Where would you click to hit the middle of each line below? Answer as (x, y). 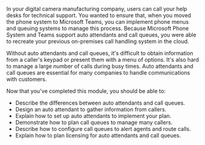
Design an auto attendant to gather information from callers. (91, 109)
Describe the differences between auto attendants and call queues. (100, 103)
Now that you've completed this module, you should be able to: (86, 91)
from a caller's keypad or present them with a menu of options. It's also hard (103, 60)
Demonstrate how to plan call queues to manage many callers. (94, 122)
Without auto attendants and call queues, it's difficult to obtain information (100, 53)
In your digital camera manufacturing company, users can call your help (97, 9)
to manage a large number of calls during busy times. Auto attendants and (100, 66)
